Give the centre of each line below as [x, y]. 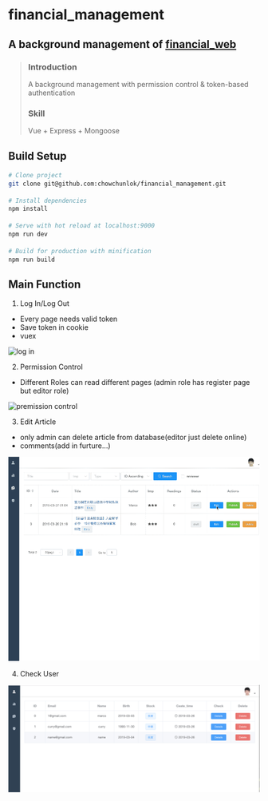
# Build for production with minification [80, 251]
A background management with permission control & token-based [138, 84]
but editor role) [44, 391]
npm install [28, 209]
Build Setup [37, 156]
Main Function [45, 284]
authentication [51, 93]
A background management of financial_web [122, 44]
